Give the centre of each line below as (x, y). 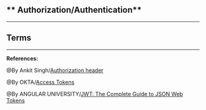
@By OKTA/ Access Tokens (40, 82)
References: (22, 58)
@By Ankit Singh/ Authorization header (55, 70)
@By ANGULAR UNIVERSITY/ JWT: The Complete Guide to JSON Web (95, 94)
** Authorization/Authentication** (74, 10)
